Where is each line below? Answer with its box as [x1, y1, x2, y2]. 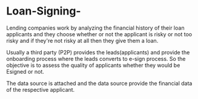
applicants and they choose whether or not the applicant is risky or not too [6, 30, 193, 37]
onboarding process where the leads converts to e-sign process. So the [6, 55, 186, 62]
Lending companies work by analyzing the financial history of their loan [6, 24, 185, 31]
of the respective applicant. [6, 86, 75, 93]
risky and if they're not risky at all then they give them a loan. [6, 37, 159, 44]
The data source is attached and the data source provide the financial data [6, 80, 193, 87]
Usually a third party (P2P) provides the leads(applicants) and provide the [6, 48, 190, 56]
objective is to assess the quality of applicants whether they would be [6, 62, 180, 69]
